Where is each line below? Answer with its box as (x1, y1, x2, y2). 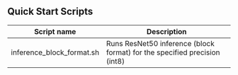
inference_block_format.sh (11, 47, 100, 57)
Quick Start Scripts (7, 6, 93, 18)
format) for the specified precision (106, 47, 221, 57)
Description (146, 26, 187, 36)
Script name (34, 26, 76, 36)
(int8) (106, 56, 125, 66)
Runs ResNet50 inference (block (106, 38, 215, 48)
